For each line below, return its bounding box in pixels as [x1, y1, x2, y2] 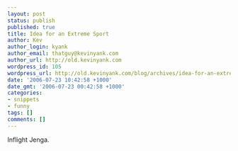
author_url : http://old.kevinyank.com [7, 57, 122, 64]
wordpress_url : [7, 69, 52, 77]
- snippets [7, 96, 40, 104]
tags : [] [7, 109, 33, 116]
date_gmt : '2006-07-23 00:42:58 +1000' [7, 83, 125, 90]
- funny [7, 103, 30, 110]
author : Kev [7, 37, 42, 44]
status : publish [7, 17, 55, 24]
